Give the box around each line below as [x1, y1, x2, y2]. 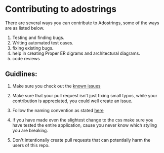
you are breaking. [12, 127, 48, 133]
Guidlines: [5, 70, 38, 78]
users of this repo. [12, 142, 50, 148]
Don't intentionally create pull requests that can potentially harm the [12, 137, 151, 143]
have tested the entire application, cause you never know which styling [12, 122, 157, 128]
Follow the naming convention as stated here [12, 107, 104, 113]
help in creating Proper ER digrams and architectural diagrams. [12, 50, 141, 56]
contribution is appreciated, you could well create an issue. [12, 98, 132, 104]
